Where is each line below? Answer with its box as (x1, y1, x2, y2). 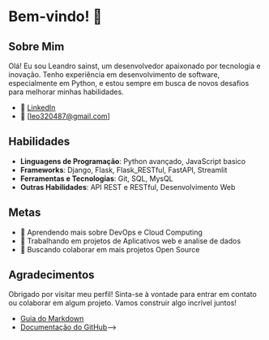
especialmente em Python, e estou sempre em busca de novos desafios (8, 79, 250, 88)
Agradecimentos (8, 268, 95, 282)
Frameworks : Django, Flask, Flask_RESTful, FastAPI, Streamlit (19, 165, 228, 174)
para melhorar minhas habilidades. (8, 87, 124, 97)
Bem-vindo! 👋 (8, 7, 103, 26)
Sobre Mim (8, 40, 65, 54)
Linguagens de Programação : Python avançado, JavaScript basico (19, 156, 246, 166)
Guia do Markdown (19, 314, 84, 324)
